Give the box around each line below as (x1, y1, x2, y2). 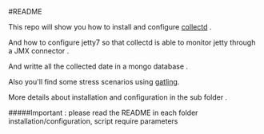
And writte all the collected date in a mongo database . (8, 61, 189, 71)
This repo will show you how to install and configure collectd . (8, 22, 212, 31)
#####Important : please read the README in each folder (8, 108, 198, 117)
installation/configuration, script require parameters (8, 116, 178, 126)
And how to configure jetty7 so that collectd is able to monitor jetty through (8, 37, 256, 47)
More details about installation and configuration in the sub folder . (8, 93, 228, 102)
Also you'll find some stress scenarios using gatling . (8, 77, 180, 86)
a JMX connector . (8, 46, 70, 55)
